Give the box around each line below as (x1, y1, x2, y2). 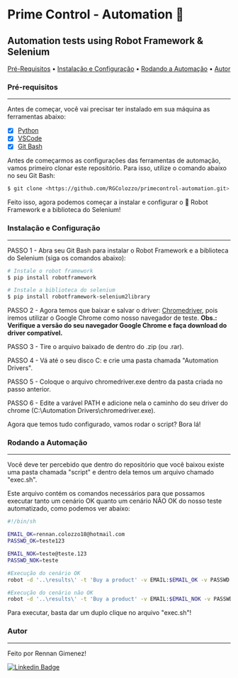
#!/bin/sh (7, 518, 37, 526)
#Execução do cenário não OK (7, 589, 93, 596)
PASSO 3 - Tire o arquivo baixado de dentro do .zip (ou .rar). (7, 343, 184, 351)
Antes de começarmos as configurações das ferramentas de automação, (7, 156, 221, 165)
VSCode (17, 134, 42, 143)
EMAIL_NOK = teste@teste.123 (7, 550, 87, 557)
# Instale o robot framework (7, 267, 93, 274)
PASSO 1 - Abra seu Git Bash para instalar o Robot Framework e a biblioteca (7, 246, 229, 255)
